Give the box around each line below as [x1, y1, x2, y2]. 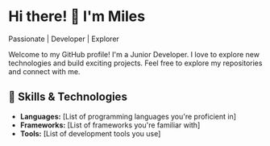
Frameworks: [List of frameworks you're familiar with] [19, 120, 201, 130]
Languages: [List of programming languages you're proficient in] [19, 111, 236, 121]
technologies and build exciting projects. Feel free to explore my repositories [8, 58, 263, 68]
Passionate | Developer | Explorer [8, 34, 119, 44]
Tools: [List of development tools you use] [19, 128, 161, 138]
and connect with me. [8, 66, 81, 76]
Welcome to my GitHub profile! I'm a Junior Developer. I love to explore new [8, 49, 260, 59]
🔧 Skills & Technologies [8, 90, 127, 104]
